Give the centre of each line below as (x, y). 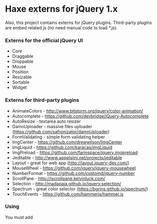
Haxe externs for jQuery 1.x (61, 9)
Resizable (22, 77)
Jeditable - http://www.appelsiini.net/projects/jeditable (67, 157)
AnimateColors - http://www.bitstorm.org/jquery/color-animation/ (78, 111)
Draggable (23, 56)
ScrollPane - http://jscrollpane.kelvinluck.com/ (59, 178)
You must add (19, 217)
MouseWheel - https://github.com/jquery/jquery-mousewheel (74, 168)
